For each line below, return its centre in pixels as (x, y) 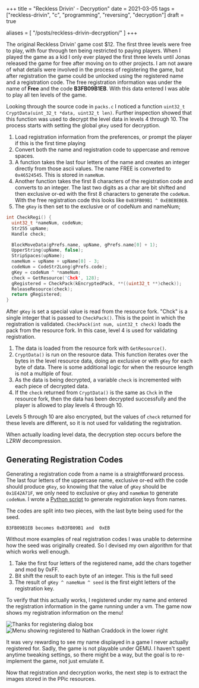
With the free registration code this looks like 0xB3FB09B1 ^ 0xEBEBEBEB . (102, 200)
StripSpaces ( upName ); (38, 256)
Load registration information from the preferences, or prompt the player (103, 137)
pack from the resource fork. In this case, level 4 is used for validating (92, 330)
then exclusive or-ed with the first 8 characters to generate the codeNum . (102, 194)
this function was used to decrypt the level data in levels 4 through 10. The (97, 119)
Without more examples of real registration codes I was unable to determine (99, 539)
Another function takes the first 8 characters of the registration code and (104, 181)
